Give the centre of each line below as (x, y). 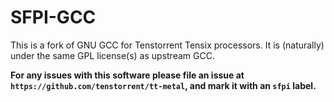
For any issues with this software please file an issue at (127, 75)
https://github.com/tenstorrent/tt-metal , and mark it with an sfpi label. (163, 85)
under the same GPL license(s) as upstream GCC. (112, 55)
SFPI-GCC (53, 17)
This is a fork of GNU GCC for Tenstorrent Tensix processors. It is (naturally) (167, 45)
